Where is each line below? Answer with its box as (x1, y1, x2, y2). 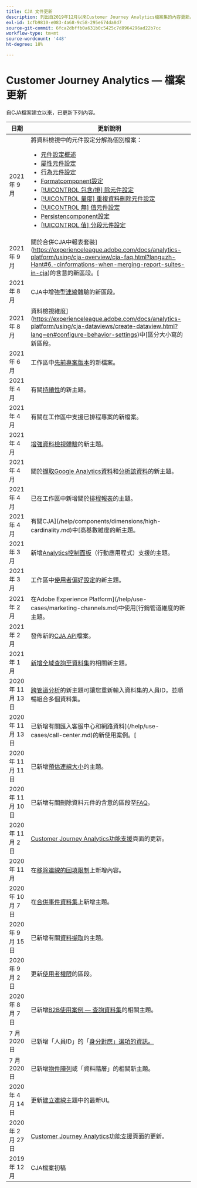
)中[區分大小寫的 (137, 330, 183, 339)
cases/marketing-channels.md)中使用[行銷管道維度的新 (30, 604, 186, 612)
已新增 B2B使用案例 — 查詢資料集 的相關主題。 (30, 1006, 157, 1014)
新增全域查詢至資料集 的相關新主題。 (30, 659, 131, 667)
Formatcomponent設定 (40, 177, 104, 185)
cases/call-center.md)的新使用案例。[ (30, 731, 137, 739)
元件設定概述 (40, 150, 76, 159)
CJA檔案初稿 (30, 1163, 66, 1172)
